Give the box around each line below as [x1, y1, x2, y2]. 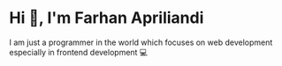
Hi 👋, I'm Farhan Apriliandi [9, 8, 204, 28]
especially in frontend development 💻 [9, 47, 149, 57]
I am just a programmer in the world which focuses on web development [9, 37, 273, 48]
